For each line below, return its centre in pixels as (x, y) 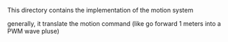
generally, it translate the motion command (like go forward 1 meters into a (114, 23)
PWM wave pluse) (33, 31)
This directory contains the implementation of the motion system (100, 10)
